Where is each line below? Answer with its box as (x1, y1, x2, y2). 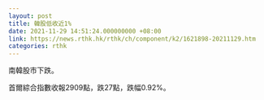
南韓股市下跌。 (8, 66, 58, 76)
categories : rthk (8, 42, 67, 50)
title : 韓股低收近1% (8, 20, 71, 28)
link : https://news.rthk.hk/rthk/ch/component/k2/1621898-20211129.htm (8, 34, 256, 43)
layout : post (8, 11, 53, 20)
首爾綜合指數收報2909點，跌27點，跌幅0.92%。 (8, 83, 171, 93)
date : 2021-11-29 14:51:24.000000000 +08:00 (8, 27, 162, 35)
